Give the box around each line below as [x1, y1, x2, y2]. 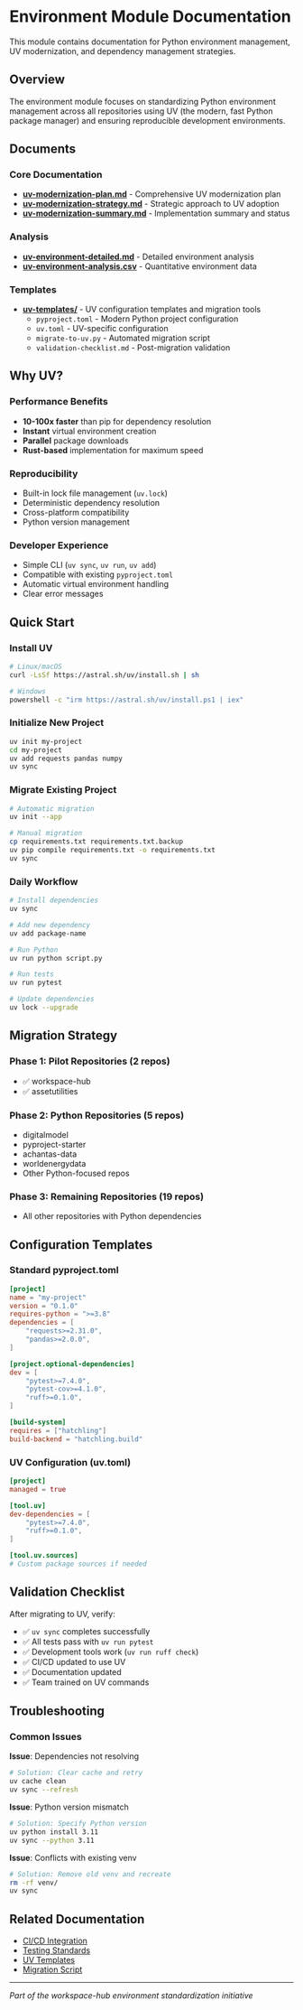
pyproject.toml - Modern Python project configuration [35, 313, 239, 324]
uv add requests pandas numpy [9, 754, 124, 763]
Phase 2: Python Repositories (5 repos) [9, 1109, 185, 1121]
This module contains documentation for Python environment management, [9, 36, 290, 47]
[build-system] [9, 1418, 67, 1428]
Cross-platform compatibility [22, 507, 130, 518]
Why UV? [9, 368, 63, 384]
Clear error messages [22, 589, 104, 600]
